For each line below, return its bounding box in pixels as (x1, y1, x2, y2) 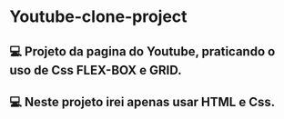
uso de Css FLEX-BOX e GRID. (9, 62, 182, 78)
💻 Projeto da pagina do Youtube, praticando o (9, 44, 276, 59)
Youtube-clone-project (9, 6, 188, 27)
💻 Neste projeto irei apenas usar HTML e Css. (9, 94, 276, 110)
